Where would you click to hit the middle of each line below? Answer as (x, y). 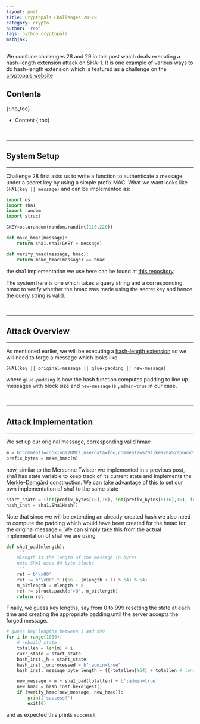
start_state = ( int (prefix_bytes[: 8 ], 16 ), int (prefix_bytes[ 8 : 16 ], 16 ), (97, 500)
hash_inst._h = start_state (51, 659)
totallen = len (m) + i (45, 648)
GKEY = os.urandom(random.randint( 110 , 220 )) (60, 227)
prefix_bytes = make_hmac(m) (42, 458)
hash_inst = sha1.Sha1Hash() (42, 505)
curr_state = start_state (49, 654)
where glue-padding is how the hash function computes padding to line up (97, 380)
